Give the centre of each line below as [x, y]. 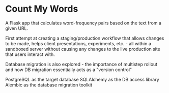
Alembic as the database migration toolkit [49, 85]
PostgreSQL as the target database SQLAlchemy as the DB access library [82, 79]
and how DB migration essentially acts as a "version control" [69, 70]
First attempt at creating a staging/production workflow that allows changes [85, 38]
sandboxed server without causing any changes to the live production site [83, 49]
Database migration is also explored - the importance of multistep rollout [81, 64]
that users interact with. [30, 54]
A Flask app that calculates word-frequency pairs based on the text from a [83, 23]
